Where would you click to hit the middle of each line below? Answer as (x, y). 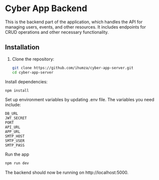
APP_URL (13, 132)
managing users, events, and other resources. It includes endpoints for (76, 27)
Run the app (17, 154)
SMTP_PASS (15, 145)
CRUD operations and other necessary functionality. (57, 32)
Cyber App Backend (46, 8)
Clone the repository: (33, 59)
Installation (22, 47)
